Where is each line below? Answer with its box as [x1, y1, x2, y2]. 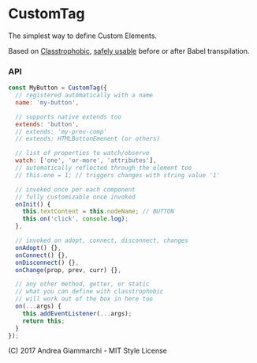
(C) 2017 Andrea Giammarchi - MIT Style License [8, 346, 167, 356]
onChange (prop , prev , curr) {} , [15, 266, 122, 274]
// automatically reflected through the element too [15, 164, 192, 172]
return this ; [22, 317, 65, 325]
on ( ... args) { [15, 302, 61, 311]
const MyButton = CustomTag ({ [8, 84, 108, 92]
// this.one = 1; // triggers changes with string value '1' [15, 171, 221, 179]
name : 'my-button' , [15, 98, 80, 107]
